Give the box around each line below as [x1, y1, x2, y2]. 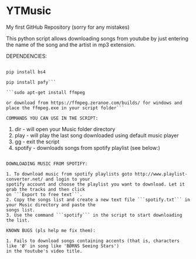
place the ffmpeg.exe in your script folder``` [6, 105, 125, 111]
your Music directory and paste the [6, 201, 96, 208]
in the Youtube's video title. [6, 248, 83, 254]
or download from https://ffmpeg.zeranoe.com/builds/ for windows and [6, 100, 183, 106]
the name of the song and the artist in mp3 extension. [6, 41, 136, 48]
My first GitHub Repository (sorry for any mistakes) [6, 23, 130, 31]
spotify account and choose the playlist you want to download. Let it [6, 181, 185, 187]
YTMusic [6, 4, 52, 18]
